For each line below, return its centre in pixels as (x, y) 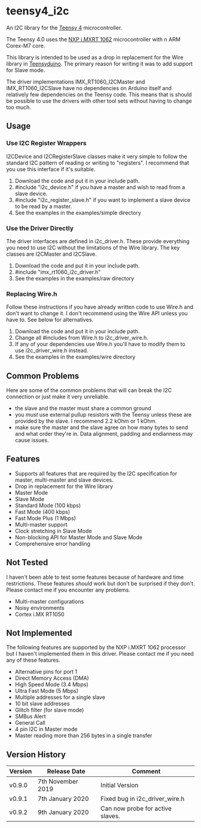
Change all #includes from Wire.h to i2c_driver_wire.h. (81, 338)
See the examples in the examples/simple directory (78, 213)
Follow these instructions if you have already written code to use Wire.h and (100, 307)
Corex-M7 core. (26, 46)
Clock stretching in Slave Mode (53, 531)
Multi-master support (41, 524)
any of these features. (33, 660)
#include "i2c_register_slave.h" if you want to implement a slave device (103, 200)
